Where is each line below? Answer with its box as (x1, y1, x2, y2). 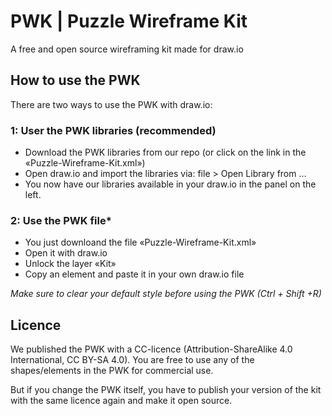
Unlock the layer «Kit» (24, 258, 117, 270)
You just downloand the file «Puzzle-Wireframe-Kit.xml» (24, 236, 257, 249)
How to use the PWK (10, 72, 141, 89)
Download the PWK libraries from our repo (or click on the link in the (24, 146, 307, 159)
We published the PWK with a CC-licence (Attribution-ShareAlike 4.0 (10, 343, 293, 355)
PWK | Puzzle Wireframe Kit (10, 10, 248, 33)
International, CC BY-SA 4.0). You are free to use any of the (10, 354, 255, 366)
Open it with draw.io (24, 247, 108, 259)
